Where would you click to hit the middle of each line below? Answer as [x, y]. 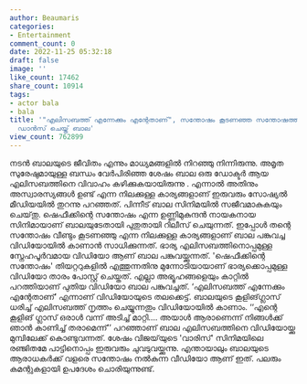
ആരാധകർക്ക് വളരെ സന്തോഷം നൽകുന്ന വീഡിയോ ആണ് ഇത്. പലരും [145, 358]
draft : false [34, 60]
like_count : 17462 [44, 78]
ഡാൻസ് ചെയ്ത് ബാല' [56, 129]
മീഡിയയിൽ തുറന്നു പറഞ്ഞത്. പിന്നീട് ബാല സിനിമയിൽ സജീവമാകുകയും [146, 204]
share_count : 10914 [47, 86]
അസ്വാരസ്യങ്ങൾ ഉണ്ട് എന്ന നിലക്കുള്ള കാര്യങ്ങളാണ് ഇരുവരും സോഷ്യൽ [148, 194]
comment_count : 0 [42, 43]
